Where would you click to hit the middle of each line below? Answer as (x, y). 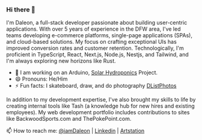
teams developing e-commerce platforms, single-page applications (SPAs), (99, 35)
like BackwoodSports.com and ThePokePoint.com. (69, 119)
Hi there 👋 (21, 10)
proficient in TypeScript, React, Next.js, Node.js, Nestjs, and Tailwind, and (98, 55)
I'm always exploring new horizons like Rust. (61, 61)
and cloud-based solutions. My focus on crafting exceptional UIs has (92, 42)
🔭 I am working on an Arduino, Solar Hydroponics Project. (86, 73)
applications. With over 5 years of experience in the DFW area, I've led (93, 29)
